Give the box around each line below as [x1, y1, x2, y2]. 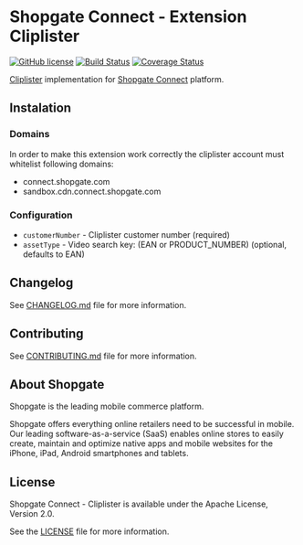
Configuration [9, 208, 73, 221]
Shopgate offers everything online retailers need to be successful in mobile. [9, 419, 295, 430]
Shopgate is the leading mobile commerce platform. [9, 401, 204, 412]
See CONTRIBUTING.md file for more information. [9, 350, 198, 361]
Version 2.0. [9, 508, 55, 519]
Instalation [9, 101, 71, 116]
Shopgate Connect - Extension [9, 6, 247, 27]
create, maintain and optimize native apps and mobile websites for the [9, 438, 274, 449]
